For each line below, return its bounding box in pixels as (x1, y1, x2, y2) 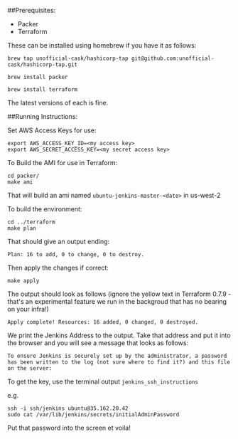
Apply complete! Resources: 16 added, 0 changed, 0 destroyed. (7, 319, 199, 326)
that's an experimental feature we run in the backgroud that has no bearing (7, 297, 227, 305)
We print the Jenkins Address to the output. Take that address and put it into (7, 331, 231, 339)
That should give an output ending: (7, 238, 110, 245)
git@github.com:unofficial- (131, 55, 215, 62)
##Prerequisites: (7, 6, 56, 14)
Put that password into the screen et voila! (7, 423, 131, 432)
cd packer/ (7, 172, 40, 179)
